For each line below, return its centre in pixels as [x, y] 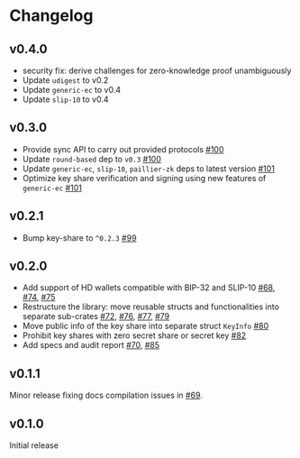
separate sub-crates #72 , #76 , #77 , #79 [95, 316]
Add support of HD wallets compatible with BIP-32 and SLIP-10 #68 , [149, 288]
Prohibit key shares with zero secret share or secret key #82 [134, 335]
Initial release [34, 445]
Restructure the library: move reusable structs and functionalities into [150, 307]
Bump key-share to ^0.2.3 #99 [79, 238]
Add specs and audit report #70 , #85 [91, 345]
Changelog [51, 16]
